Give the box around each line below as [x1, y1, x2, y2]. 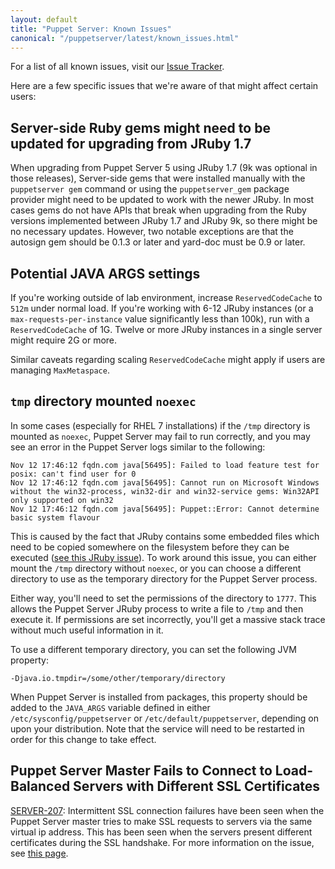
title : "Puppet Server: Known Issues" [10, 24, 172, 34]
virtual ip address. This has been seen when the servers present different [10, 826, 313, 838]
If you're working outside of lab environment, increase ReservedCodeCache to [10, 292, 323, 303]
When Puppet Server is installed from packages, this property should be [10, 691, 308, 703]
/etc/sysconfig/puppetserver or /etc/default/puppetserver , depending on [10, 712, 319, 724]
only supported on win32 [10, 495, 114, 505]
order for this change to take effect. [10, 733, 157, 745]
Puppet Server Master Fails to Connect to [10, 762, 273, 780]
